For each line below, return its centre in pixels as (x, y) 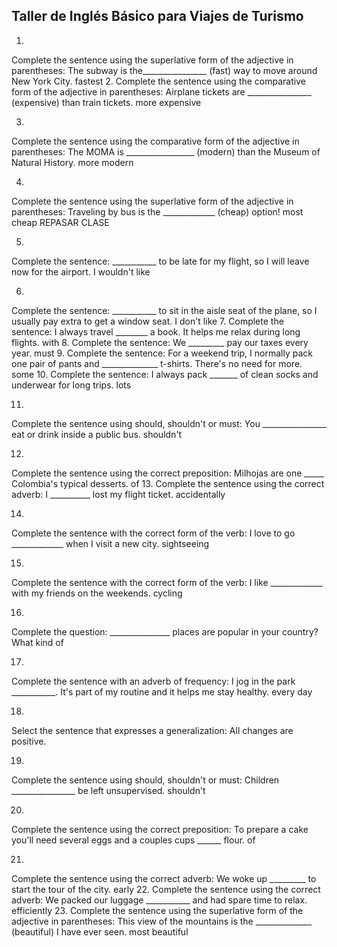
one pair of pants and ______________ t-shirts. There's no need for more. (157, 363)
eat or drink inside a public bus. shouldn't (97, 434)
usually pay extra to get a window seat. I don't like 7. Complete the (147, 321)
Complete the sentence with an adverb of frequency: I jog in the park (153, 681)
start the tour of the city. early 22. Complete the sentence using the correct (166, 889)
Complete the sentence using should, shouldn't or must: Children (145, 780)
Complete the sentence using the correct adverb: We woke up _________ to (164, 878)
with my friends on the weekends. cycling (97, 593)
